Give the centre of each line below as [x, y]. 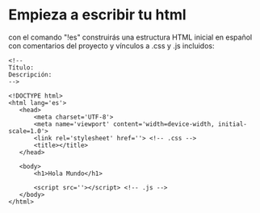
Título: [21, 67]
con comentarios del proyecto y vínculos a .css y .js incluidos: [111, 45]
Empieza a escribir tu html [98, 15]
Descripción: [30, 74]
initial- [233, 124]
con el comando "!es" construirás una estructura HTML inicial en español [130, 37]
